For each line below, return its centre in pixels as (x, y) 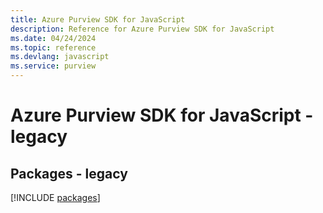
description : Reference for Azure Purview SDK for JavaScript (142, 29)
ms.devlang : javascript (60, 57)
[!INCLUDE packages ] (55, 197)
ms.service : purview (53, 66)
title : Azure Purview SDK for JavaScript (98, 19)
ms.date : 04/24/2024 (53, 38)
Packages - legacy (69, 173)
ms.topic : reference (53, 47)
